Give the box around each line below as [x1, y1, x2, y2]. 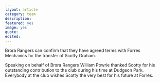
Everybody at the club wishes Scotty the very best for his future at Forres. [5, 72, 154, 78]
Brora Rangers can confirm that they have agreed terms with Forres [5, 47, 141, 53]
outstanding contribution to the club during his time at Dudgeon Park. [5, 67, 144, 73]
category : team [5, 12, 36, 17]
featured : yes [5, 20, 34, 26]
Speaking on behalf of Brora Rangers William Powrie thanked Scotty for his [5, 62, 156, 68]
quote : [5, 30, 18, 34]
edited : [5, 34, 21, 39]
